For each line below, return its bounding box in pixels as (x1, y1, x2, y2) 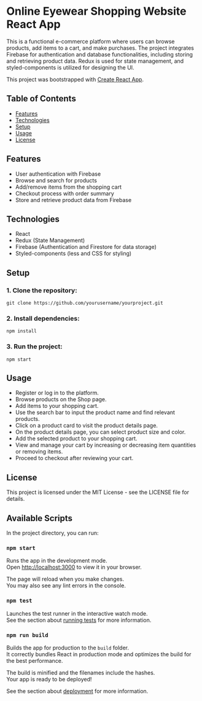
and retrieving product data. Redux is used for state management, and (6, 57, 184, 65)
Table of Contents (6, 93, 77, 104)
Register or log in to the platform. (15, 389, 99, 397)
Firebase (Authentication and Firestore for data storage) (15, 243, 157, 251)
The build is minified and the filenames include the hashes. (6, 668, 155, 676)
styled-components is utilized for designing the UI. (6, 63, 134, 71)
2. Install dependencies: (6, 314, 80, 323)
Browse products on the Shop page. (15, 396, 107, 403)
